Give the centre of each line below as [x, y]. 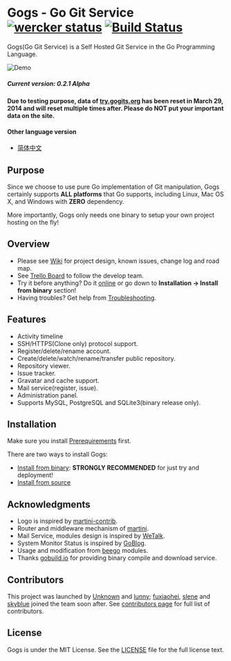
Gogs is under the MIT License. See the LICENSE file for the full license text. [116, 649]
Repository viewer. [44, 366]
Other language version [42, 131]
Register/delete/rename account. [64, 351]
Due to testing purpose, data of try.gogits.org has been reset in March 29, [115, 101]
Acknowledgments [49, 504]
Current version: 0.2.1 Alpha [48, 83]
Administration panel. [47, 395]
